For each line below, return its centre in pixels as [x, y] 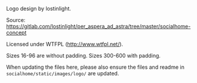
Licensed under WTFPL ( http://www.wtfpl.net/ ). [65, 44]
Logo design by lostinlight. [39, 9]
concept [16, 33]
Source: [16, 20]
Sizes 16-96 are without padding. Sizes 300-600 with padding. [84, 55]
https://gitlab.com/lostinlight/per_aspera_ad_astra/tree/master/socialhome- [98, 26]
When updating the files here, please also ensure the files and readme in [96, 67]
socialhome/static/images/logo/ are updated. [63, 73]
